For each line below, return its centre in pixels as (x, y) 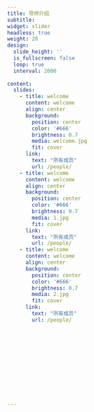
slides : (24, 90)
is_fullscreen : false (44, 58)
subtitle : (21, 20)
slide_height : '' (38, 52)
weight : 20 (23, 39)
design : (18, 45)
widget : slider (29, 26)
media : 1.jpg (50, 218)
